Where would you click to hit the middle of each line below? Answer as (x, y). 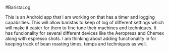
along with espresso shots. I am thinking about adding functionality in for (81, 38)
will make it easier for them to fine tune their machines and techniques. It (81, 28)
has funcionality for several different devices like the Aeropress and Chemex (85, 33)
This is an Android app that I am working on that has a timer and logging (80, 17)
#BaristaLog (18, 7)
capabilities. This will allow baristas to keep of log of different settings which (84, 22)
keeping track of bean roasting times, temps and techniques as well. (76, 44)
